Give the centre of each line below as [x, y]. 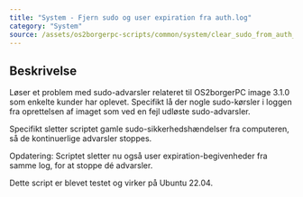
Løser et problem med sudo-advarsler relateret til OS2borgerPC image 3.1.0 [150, 93]
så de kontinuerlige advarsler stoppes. [81, 139]
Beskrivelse [43, 71]
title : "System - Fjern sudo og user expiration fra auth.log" [131, 18]
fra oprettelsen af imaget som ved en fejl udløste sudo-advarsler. [130, 112]
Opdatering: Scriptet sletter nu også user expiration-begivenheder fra [138, 156]
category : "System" [46, 26]
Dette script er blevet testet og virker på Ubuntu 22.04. [111, 183]
